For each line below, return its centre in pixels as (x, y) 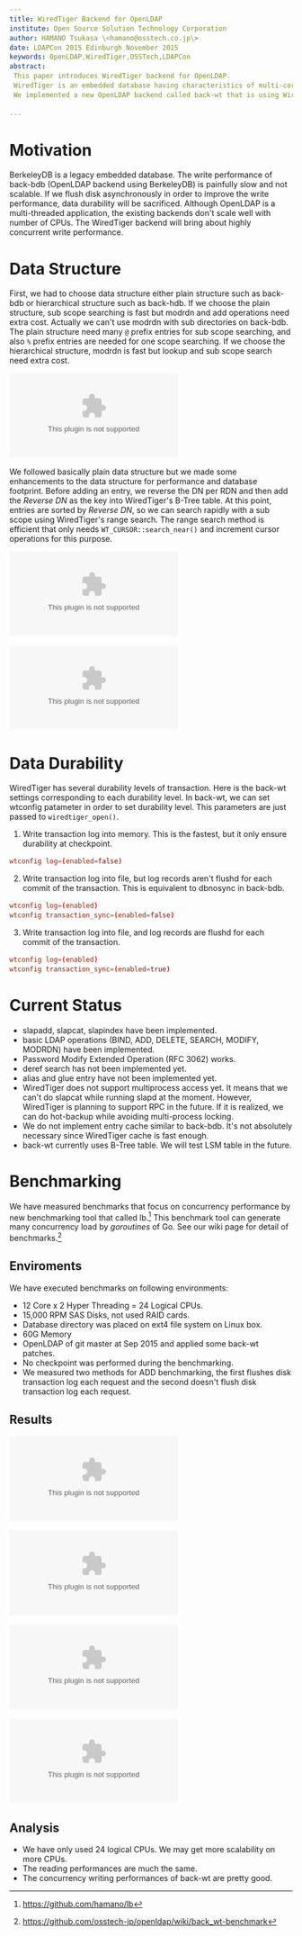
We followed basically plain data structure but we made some (123, 472)
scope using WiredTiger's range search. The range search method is (137, 520)
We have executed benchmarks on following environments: (119, 1288)
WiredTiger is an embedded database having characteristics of (134, 86)
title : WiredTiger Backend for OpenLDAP (86, 19)
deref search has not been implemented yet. (104, 1068)
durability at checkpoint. (67, 844)
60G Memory (47, 1334)
